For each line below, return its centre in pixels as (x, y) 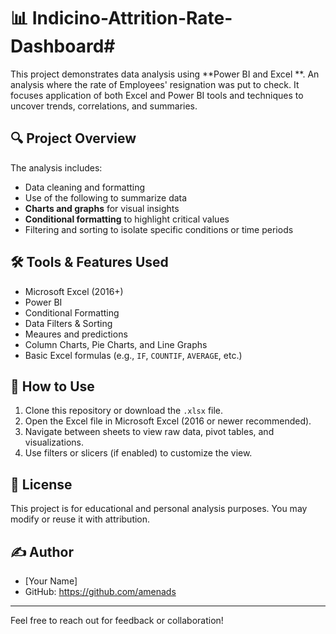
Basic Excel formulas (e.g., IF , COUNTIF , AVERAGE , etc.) (133, 355)
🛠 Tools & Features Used (89, 262)
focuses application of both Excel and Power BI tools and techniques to (157, 95)
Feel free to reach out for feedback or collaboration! (117, 620)
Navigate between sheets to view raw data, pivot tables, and (149, 432)
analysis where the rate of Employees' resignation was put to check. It (155, 84)
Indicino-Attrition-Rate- (132, 18)
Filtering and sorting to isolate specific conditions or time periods (159, 229)
